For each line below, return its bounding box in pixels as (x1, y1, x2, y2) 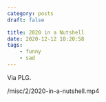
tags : (7, 42, 23, 49)
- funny (19, 48, 41, 55)
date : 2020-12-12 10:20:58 (7, 35, 85, 42)
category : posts (7, 10, 54, 17)
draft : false (7, 17, 45, 23)
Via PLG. (7, 73, 32, 81)
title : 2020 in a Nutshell (7, 29, 85, 36)
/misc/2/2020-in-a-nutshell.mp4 (7, 87, 100, 95)
